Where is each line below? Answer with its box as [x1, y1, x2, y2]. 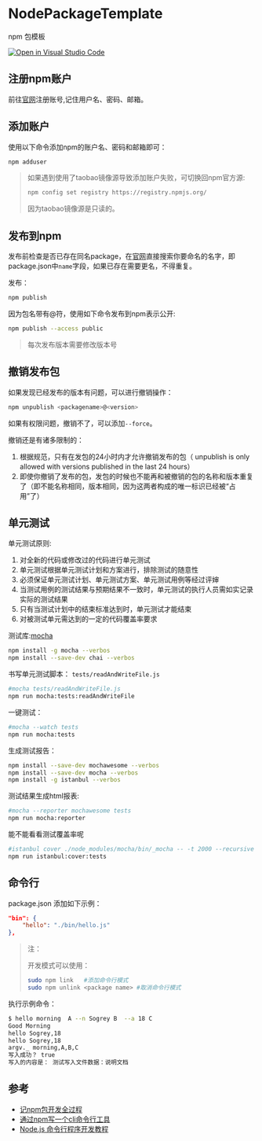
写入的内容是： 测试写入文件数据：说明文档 [8, 1058, 129, 1066]
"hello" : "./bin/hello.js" [22, 922, 111, 929]
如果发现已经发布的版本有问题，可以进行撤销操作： [8, 387, 173, 397]
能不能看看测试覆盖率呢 [8, 830, 84, 838]
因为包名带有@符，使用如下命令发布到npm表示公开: [8, 309, 176, 318]
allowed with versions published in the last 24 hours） [19, 462, 195, 471]
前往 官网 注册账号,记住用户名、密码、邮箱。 [8, 94, 148, 104]
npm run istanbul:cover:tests [8, 852, 107, 860]
